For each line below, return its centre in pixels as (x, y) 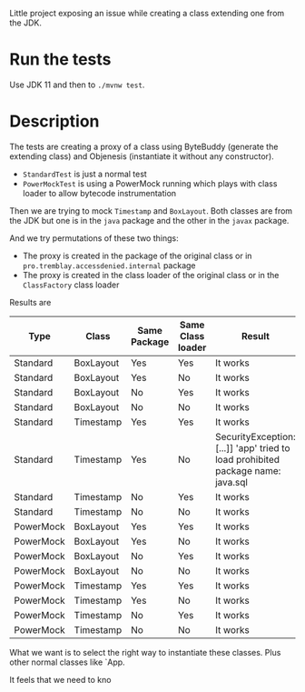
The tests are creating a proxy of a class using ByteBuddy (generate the (144, 146)
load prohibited (247, 459)
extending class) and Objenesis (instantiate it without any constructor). (142, 156)
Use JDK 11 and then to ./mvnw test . (77, 85)
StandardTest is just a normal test (84, 174)
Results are (30, 302)
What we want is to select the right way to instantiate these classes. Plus (145, 652)
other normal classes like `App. (67, 662)
